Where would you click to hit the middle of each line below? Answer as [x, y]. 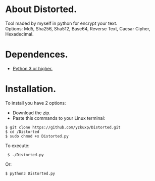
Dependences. [37, 55]
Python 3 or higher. [33, 68]
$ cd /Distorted [22, 132]
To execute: [17, 146]
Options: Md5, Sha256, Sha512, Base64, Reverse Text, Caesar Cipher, [78, 28]
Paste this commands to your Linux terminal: [59, 118]
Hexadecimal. [19, 34]
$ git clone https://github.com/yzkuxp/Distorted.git [63, 127]
